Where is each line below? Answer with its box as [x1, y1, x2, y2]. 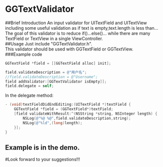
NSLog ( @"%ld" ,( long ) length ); [23, 120, 83, 125]
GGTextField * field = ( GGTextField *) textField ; [14, 107, 113, 112]
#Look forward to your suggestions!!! [5, 157, 80, 163]
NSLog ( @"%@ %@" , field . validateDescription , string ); [23, 116, 131, 121]
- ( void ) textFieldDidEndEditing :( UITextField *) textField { [5, 102, 131, 107]
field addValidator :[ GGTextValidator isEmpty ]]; [5, 79, 107, 84]
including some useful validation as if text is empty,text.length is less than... [5, 25, 159, 31]
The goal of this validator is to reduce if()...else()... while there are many [5, 30, 151, 36]
